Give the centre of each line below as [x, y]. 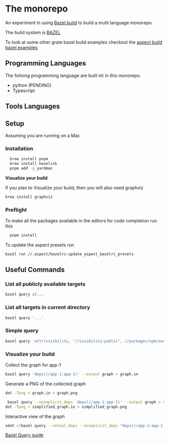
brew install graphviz [29, 197]
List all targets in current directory [48, 307]
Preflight [16, 210]
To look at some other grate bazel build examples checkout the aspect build [84, 42]
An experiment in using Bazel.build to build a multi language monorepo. [79, 23]
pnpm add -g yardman [31, 168]
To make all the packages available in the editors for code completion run [81, 221]
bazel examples [21, 47]
